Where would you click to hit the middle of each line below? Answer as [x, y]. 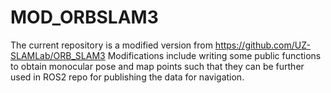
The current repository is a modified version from [111, 45]
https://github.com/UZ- [262, 45]
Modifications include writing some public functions [214, 55]
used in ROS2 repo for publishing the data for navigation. [127, 77]
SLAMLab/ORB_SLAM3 [58, 55]
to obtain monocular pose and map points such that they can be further [157, 66]
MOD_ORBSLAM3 [84, 17]
